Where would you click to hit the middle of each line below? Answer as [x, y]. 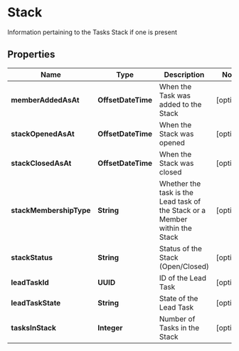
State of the [179, 298]
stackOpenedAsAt [43, 134]
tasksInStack [34, 328]
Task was [175, 95]
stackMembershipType [51, 210]
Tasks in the [179, 328]
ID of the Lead [183, 278]
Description [184, 74]
